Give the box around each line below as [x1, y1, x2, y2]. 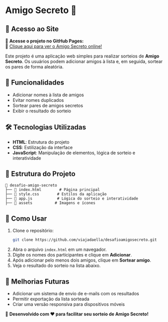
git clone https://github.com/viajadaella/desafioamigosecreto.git [12, 237, 157, 242]
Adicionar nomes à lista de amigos [12, 92, 84, 98]
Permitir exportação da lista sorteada [12, 296, 90, 302]
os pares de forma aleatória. [5, 64, 64, 70]
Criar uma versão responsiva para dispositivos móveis [12, 301, 125, 307]
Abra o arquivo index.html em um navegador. [12, 246, 107, 252]
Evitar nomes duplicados [12, 97, 64, 103]
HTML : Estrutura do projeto [12, 139, 69, 145]
